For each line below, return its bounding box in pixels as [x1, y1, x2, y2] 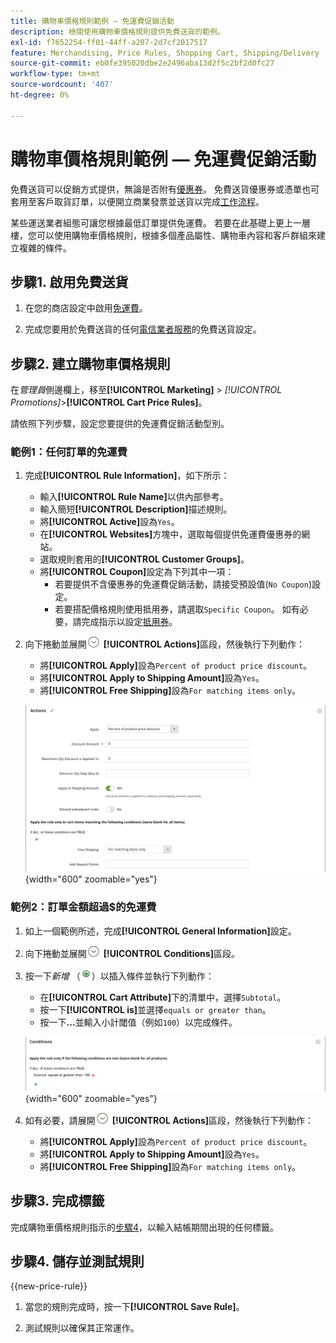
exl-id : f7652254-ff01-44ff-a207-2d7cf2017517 [10, 37, 208, 47]
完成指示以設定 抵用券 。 [81, 616, 178, 628]
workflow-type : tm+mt [10, 69, 101, 79]
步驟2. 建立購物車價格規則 [10, 355, 171, 372]
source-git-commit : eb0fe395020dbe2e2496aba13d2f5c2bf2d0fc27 [10, 58, 275, 69]
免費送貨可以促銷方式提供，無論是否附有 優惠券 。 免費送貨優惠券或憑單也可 [10, 183, 320, 195]
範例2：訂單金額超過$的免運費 [10, 900, 157, 914]
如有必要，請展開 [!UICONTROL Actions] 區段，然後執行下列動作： [24, 1114, 315, 1126]
